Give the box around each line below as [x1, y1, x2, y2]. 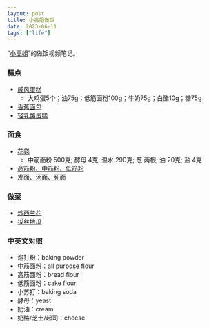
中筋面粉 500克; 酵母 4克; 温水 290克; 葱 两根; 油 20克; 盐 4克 [27, 155, 202, 164]
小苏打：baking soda [17, 288, 77, 296]
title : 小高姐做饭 [7, 17, 55, 23]
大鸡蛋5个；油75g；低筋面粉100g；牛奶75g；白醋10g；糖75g [27, 94, 202, 102]
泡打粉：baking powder [17, 253, 85, 262]
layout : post [7, 10, 45, 17]
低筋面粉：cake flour [17, 279, 77, 287]
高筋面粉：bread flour [17, 271, 79, 279]
